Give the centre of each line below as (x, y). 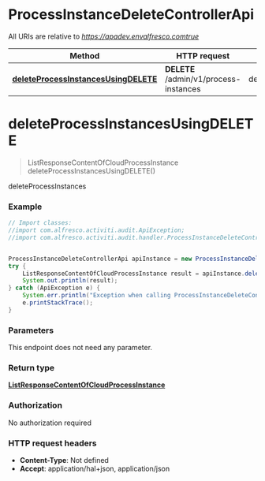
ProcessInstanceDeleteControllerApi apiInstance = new (100, 259)
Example (25, 207)
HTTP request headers (52, 443)
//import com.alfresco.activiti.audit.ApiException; (97, 230)
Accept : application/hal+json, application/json (95, 468)
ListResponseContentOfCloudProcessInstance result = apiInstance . (134, 274)
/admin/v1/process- (203, 79)
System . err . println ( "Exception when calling (97, 296)
